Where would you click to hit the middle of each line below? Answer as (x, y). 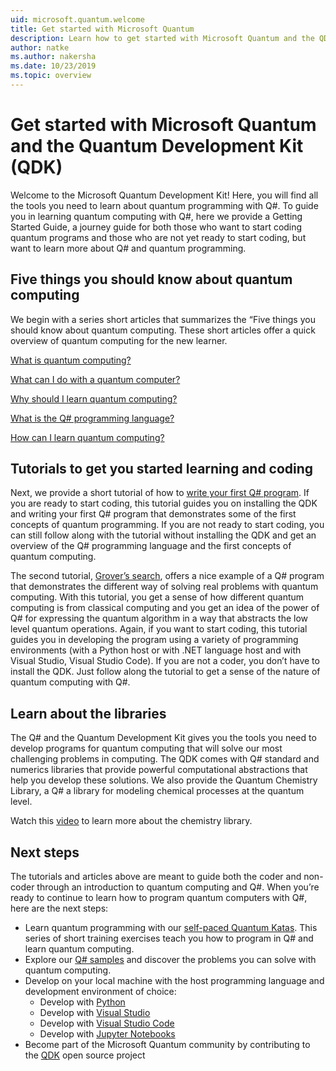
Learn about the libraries (88, 713)
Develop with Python (82, 1002)
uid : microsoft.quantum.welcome (77, 19)
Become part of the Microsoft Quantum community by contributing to (167, 1045)
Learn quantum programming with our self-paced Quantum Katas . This (171, 928)
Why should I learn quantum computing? (94, 398)
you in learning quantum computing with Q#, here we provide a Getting (156, 216)
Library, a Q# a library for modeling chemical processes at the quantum (157, 791)
